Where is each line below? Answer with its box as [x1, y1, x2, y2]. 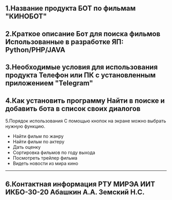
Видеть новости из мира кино [12, 160, 78, 166]
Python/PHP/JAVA [5, 46, 66, 54]
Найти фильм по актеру [12, 138, 65, 145]
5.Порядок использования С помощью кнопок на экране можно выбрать [5, 118, 166, 124]
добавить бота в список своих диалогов [5, 104, 141, 113]
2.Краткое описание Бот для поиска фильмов [5, 29, 161, 38]
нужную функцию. [5, 123, 46, 129]
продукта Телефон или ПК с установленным [5, 71, 156, 80]
